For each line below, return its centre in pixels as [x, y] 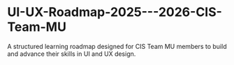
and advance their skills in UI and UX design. [72, 54]
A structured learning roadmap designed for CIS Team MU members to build [117, 46]
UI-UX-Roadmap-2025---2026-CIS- [115, 12]
